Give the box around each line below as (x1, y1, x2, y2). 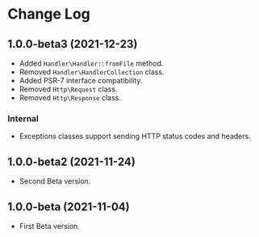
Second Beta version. (19, 176, 91, 186)
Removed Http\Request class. (19, 84, 118, 94)
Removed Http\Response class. (19, 93, 122, 102)
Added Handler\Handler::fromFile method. (19, 58, 164, 68)
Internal (7, 112, 40, 124)
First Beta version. (19, 221, 80, 231)
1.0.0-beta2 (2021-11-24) (7, 154, 136, 168)
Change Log (7, 5, 90, 23)
